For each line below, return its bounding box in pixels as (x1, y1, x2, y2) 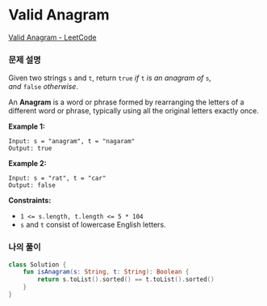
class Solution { (8, 261, 67, 269)
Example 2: (8, 159, 47, 168)
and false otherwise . (8, 82, 79, 91)
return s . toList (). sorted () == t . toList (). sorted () (37, 275, 215, 284)
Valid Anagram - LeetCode (8, 32, 97, 42)
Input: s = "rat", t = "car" (8, 174, 106, 183)
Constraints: (8, 196, 52, 206)
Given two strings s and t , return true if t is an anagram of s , (8, 73, 212, 83)
